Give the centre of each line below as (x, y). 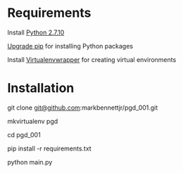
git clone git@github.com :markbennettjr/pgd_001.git (83, 108)
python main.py (30, 162)
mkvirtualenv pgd (33, 121)
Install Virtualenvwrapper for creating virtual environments (92, 59)
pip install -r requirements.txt (49, 148)
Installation (41, 88)
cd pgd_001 (24, 134)
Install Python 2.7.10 (36, 32)
